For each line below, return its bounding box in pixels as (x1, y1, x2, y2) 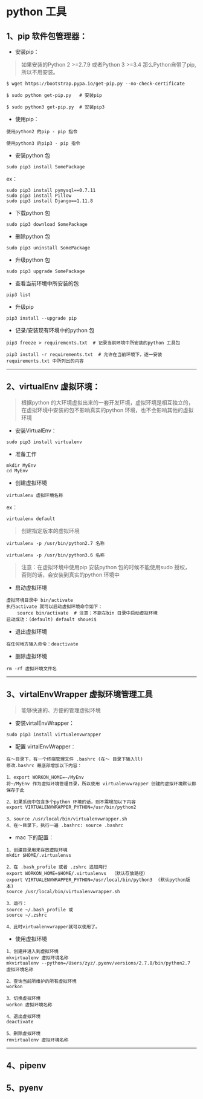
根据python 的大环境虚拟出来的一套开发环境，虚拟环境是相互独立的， (21, 398, 194, 406)
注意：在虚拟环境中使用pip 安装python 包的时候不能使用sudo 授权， (21, 563, 190, 570)
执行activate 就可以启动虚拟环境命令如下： (6, 603, 103, 610)
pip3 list (6, 292, 31, 298)
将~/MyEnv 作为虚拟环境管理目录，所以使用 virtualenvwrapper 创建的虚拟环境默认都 (6, 781, 196, 787)
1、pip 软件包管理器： (6, 31, 88, 41)
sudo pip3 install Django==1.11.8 (6, 198, 94, 204)
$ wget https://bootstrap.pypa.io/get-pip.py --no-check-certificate (6, 81, 185, 87)
